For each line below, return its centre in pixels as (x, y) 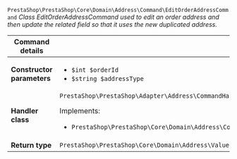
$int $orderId (95, 70)
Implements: (80, 111)
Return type (31, 145)
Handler (25, 111)
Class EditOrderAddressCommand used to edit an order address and (119, 17)
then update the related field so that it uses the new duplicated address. (112, 24)
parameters (31, 78)
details (32, 51)
